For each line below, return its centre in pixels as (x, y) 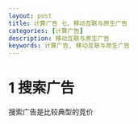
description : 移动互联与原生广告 (59, 38)
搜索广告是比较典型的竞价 (51, 112)
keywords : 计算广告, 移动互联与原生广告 (69, 46)
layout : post (30, 16)
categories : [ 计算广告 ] (46, 31)
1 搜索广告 (42, 88)
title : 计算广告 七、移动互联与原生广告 (68, 23)
